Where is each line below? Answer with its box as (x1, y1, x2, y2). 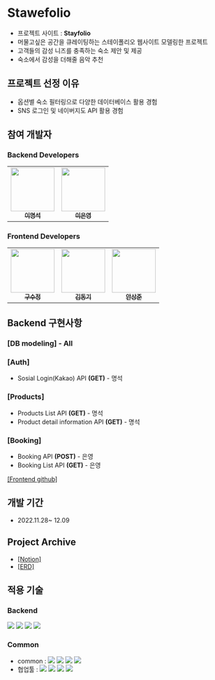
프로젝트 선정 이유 (7, 78, 80, 90)
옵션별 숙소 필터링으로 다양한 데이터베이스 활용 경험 (17, 97, 158, 106)
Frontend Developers (7, 231, 80, 241)
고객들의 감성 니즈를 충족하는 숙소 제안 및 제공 (17, 46, 142, 55)
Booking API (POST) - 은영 (17, 452, 94, 460)
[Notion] (17, 555, 42, 563)
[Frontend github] (7, 474, 58, 483)
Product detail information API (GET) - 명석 (17, 418, 140, 426)
